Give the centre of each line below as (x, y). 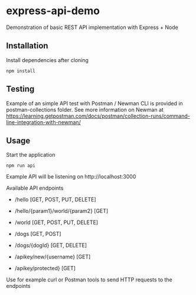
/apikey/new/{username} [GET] (53, 257)
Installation (27, 46)
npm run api (21, 166)
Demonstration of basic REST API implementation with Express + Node (92, 27)
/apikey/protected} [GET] (45, 268)
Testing (20, 89)
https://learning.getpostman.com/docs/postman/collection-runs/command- (98, 116)
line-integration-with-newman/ (43, 122)
